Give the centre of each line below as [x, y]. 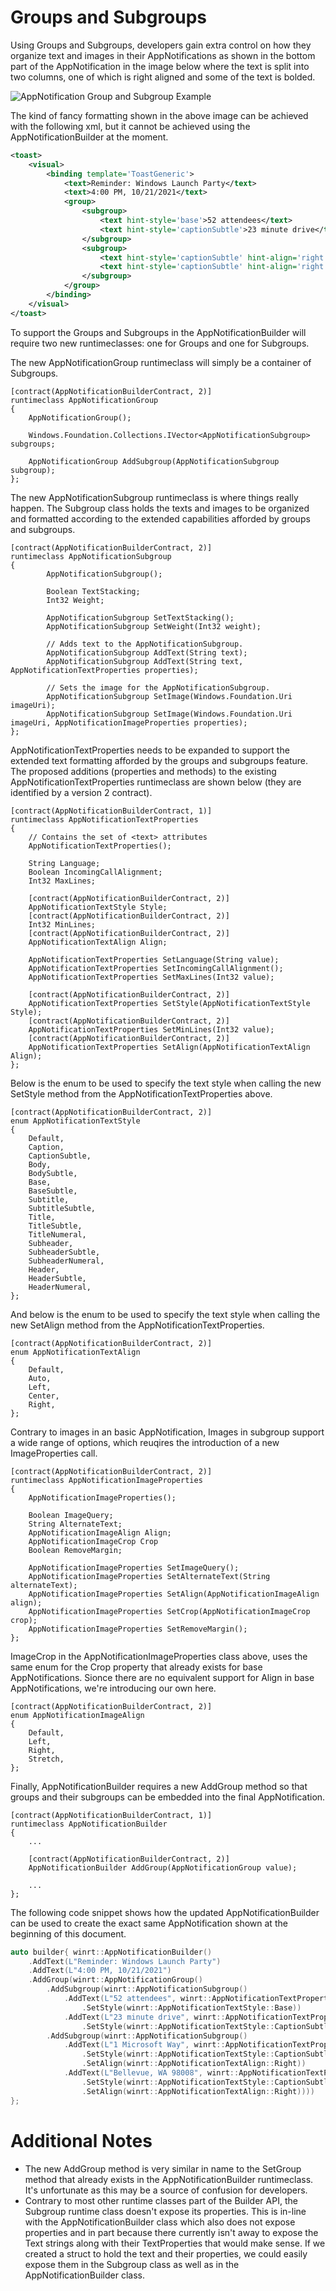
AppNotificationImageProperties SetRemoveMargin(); [138, 1629]
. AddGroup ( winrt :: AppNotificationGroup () [115, 1980]
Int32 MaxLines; [62, 881]
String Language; [64, 863]
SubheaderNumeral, [66, 1261]
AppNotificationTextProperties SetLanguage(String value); [154, 959]
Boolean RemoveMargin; [75, 1550]
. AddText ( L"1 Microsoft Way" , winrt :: [144, 2045]
